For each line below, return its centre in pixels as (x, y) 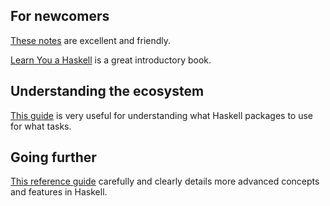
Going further (53, 157)
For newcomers (60, 16)
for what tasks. (41, 126)
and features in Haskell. (59, 192)
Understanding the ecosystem (107, 91)
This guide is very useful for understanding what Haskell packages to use (162, 115)
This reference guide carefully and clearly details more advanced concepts (165, 181)
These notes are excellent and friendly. (91, 40)
